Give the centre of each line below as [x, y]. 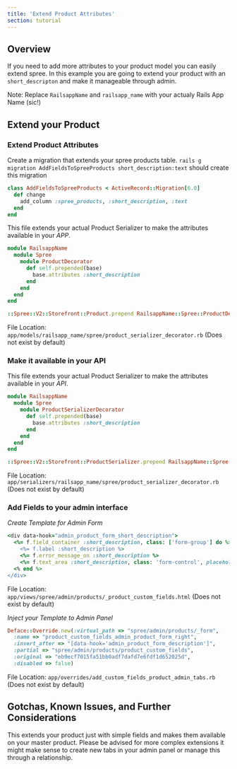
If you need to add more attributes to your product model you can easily [112, 66]
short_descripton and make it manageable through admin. [92, 81]
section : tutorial [34, 21]
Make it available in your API [57, 361]
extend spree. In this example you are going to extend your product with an [116, 74]
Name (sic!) [24, 103]
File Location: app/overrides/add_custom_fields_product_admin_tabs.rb [111, 677]
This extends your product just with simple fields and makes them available [116, 735]
